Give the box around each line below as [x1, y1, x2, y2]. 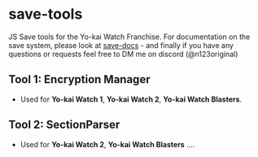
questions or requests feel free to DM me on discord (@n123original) [8, 49, 238, 59]
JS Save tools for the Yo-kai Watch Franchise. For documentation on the [8, 32, 251, 41]
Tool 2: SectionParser [8, 118, 120, 132]
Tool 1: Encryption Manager [8, 72, 151, 86]
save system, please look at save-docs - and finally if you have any [8, 40, 234, 50]
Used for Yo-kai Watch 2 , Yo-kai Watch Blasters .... [20, 139, 195, 149]
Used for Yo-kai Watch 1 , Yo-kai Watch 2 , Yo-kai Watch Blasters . [20, 94, 243, 104]
